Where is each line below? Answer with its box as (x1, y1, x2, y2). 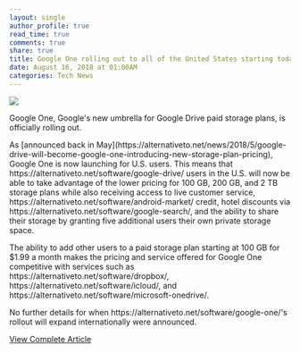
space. (9, 224, 35, 235)
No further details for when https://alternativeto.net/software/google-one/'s (9, 307, 288, 317)
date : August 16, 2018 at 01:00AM (9, 63, 138, 72)
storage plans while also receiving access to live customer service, (9, 187, 256, 198)
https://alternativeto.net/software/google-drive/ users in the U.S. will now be (9, 167, 290, 179)
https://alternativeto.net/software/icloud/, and (9, 280, 177, 290)
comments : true (9, 38, 66, 47)
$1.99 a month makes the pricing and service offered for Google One (9, 251, 262, 262)
